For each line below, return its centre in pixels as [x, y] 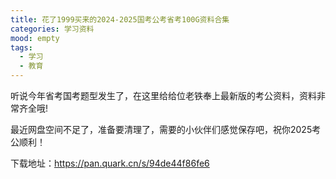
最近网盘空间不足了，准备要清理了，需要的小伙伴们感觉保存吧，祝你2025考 [166, 129]
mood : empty [35, 38]
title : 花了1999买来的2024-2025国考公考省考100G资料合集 [120, 19]
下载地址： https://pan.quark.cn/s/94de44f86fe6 [110, 163]
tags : [21, 47]
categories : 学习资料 [52, 29]
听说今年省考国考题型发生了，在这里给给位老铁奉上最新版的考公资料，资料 [163, 95]
